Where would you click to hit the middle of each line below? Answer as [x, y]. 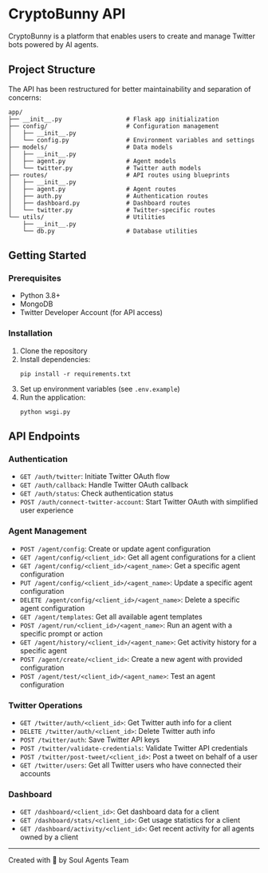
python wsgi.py [45, 412]
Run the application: [53, 397]
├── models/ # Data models [91, 147]
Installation [31, 333]
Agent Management [48, 531]
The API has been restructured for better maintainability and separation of [130, 89]
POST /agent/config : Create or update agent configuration [115, 548]
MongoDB [36, 304]
